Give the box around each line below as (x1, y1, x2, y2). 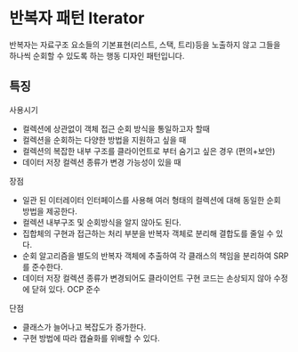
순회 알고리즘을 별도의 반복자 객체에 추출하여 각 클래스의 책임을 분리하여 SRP (21, 250, 289, 261)
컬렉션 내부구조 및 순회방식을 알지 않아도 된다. (21, 217, 182, 227)
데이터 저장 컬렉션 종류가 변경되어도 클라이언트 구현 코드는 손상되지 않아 (21, 273, 272, 283)
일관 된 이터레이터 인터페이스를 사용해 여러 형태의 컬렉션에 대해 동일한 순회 (21, 194, 282, 205)
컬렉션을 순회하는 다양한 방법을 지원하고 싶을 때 (21, 135, 187, 145)
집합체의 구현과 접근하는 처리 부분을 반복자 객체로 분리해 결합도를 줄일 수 (21, 228, 274, 239)
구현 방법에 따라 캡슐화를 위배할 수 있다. (21, 332, 160, 343)
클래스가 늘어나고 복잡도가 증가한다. (21, 322, 147, 332)
